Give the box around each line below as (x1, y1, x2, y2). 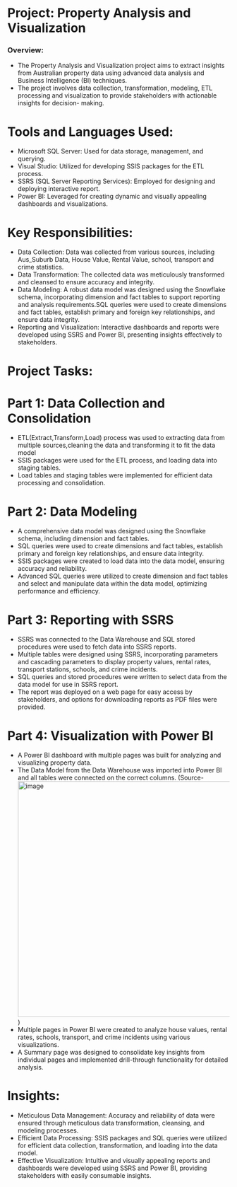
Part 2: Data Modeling (7, 504, 138, 519)
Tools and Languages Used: (7, 124, 174, 139)
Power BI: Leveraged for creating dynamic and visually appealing (17, 192, 207, 201)
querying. (17, 154, 46, 163)
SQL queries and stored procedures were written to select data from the (17, 673, 228, 681)
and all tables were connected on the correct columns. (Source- (17, 773, 205, 782)
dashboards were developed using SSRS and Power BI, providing (17, 1164, 207, 1172)
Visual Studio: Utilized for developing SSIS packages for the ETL (17, 162, 205, 170)
